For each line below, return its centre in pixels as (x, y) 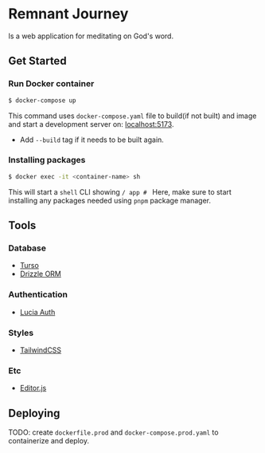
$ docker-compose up (43, 100)
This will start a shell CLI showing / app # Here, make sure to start (120, 191)
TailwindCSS (41, 350)
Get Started (37, 61)
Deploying (34, 413)
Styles (21, 333)
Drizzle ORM (41, 274)
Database (27, 248)
